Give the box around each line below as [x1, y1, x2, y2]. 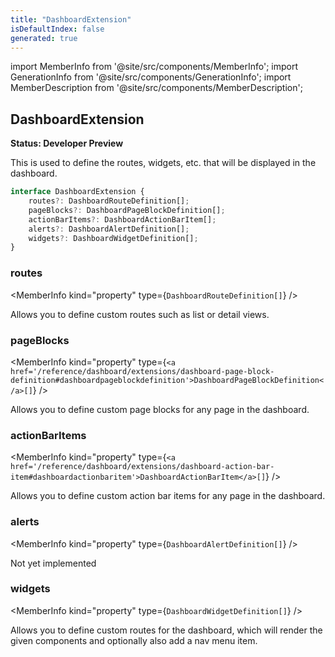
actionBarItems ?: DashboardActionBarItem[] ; [28, 214, 217, 225]
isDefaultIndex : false [10, 24, 105, 34]
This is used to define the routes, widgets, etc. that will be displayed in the [10, 157, 317, 169]
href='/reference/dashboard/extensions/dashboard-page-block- [10, 366, 275, 376]
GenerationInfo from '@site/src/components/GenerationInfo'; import [10, 71, 292, 83]
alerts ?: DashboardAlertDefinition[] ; [28, 224, 190, 234]
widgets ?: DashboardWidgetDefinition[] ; [28, 233, 199, 243]
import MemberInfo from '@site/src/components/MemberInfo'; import [10, 61, 299, 73]
